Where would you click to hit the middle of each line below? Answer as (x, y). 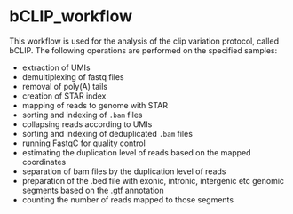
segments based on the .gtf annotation (93, 190)
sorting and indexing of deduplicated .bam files (107, 133)
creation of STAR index (64, 96)
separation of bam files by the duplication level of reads (124, 171)
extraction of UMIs (56, 67)
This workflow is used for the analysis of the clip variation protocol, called (144, 41)
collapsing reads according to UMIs (87, 124)
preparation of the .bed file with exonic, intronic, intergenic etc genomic (153, 180)
